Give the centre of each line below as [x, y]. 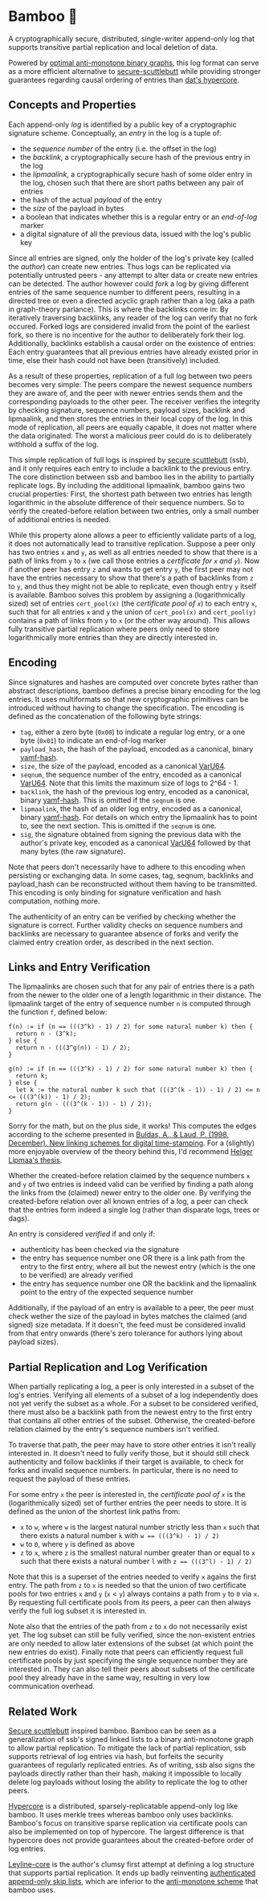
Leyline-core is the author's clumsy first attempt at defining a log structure [131, 1864]
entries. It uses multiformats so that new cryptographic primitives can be [128, 699]
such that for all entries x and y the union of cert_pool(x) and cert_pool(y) [132, 612]
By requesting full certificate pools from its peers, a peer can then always [130, 1602]
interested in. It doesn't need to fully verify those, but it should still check [129, 1454]
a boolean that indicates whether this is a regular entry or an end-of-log [139, 217]
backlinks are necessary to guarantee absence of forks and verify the [124, 933]
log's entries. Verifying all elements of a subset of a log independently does [133, 1395]
